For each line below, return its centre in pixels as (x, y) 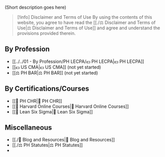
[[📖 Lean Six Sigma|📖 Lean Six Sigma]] (52, 111)
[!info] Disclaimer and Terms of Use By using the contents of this (85, 17)
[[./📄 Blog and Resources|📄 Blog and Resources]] (63, 140)
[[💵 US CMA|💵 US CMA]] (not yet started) (56, 67)
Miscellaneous (28, 128)
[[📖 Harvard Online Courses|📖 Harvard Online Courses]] (70, 106)
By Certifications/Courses (47, 89)
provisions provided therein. (46, 33)
